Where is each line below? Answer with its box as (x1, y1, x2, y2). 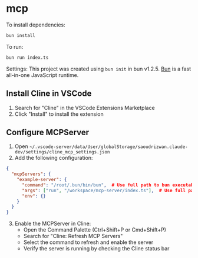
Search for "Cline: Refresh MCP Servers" (23, 233, 123, 240)
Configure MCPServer (6, 127, 90, 137)
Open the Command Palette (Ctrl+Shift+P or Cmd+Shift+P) (23, 226, 167, 233)
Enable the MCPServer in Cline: (14, 220, 91, 227)
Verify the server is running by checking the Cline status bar (23, 245, 170, 252)
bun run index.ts (6, 55, 49, 61)
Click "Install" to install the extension (14, 110, 104, 118)
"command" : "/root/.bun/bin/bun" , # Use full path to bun (21, 182, 170, 188)
